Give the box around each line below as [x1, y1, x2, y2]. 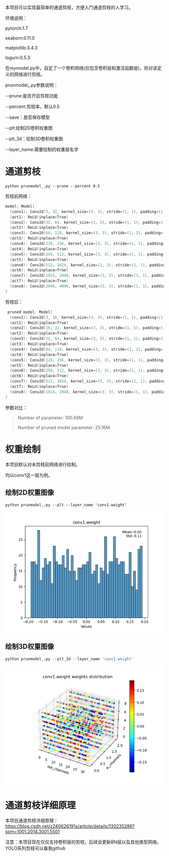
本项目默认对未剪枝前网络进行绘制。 [5, 461, 80, 467]
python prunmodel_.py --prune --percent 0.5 [5, 183, 100, 188]
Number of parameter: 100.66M [17, 415, 83, 421]
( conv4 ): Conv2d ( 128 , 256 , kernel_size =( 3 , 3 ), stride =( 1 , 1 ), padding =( [10, 241, 167, 246]
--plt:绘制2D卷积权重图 [5, 125, 53, 131]
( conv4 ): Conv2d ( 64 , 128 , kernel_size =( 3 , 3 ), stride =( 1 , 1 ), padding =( [10, 346, 165, 352]
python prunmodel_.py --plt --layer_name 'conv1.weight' [5, 502, 127, 508]
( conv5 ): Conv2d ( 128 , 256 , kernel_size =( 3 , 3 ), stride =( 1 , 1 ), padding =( [10, 358, 167, 363]
